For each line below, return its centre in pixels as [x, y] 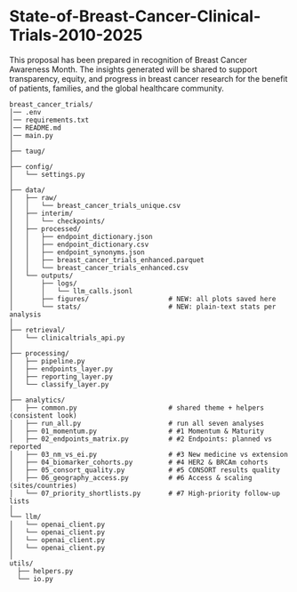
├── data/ [28, 190]
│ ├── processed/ [45, 228]
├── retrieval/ [37, 330]
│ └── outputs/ [41, 276]
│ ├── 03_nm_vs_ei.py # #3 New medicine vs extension [149, 454]
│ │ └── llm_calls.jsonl [71, 291]
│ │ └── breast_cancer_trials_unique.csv [95, 205]
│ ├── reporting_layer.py [61, 376]
